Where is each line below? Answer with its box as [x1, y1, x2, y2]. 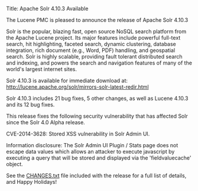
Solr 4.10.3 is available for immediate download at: [6, 77, 128, 84]
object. [6, 161, 24, 167]
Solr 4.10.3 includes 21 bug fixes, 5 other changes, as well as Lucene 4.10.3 [6, 95, 189, 102]
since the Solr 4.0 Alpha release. [6, 119, 86, 126]
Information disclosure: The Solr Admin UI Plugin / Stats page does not [6, 142, 178, 148]
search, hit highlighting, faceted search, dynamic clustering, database [6, 41, 176, 47]
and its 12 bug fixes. [6, 101, 55, 108]
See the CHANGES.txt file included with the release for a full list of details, [6, 172, 187, 179]
